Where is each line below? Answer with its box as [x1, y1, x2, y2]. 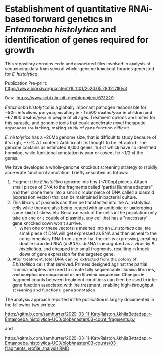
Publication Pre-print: [5, 80, 47, 86]
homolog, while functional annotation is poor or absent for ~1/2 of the [5, 149, 144, 156]
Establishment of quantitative [5, 3, 127, 15]
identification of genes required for [5, 34, 149, 46]
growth [5, 45, 35, 56]
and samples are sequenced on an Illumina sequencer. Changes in [12, 272, 145, 277]
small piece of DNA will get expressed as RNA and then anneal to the [19, 230, 157, 236]
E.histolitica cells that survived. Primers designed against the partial [12, 261, 147, 267]
